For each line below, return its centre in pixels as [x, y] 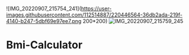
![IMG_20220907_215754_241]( [44, 9]
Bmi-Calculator [44, 45]
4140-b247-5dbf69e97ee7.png [44, 21]
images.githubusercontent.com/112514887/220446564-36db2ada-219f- [94, 15]
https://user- [96, 9]
